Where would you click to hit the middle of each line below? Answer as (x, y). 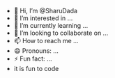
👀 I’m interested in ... (43, 18)
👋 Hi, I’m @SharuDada (46, 11)
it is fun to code (36, 69)
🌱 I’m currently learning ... (51, 25)
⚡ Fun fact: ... (33, 58)
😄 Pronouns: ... (36, 51)
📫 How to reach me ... (46, 41)
